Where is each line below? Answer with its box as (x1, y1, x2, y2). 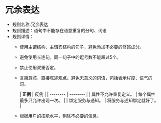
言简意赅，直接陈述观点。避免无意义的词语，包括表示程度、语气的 (19, 75, 153, 81)
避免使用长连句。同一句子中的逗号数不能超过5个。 (19, 54, 121, 60)
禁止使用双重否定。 (19, 64, 59, 70)
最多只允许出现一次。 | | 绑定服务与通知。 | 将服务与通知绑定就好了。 (19, 97, 159, 103)
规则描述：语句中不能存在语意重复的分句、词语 (12, 27, 107, 33)
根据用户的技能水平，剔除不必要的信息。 (19, 113, 101, 119)
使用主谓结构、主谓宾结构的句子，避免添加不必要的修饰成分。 (19, 44, 144, 50)
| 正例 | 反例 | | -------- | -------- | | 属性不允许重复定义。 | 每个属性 (19, 91, 156, 97)
